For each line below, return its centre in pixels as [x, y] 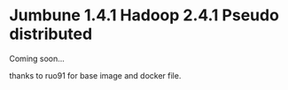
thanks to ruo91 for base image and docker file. [95, 75]
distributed [51, 34]
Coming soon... [37, 58]
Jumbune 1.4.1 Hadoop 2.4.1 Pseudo [144, 15]
